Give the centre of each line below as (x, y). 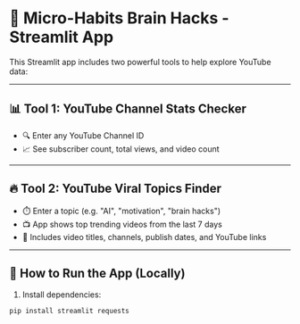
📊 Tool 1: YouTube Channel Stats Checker (128, 109)
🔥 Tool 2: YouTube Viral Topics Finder (115, 189)
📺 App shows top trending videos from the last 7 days (122, 224)
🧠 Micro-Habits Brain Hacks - (119, 18)
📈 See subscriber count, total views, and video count (121, 149)
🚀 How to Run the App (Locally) (97, 273)
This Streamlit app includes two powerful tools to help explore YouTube (140, 62)
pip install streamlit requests (69, 312)
